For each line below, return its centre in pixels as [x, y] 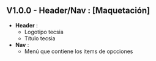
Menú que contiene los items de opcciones [79, 51]
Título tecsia [40, 38]
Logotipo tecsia [44, 32]
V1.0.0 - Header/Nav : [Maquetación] [78, 11]
